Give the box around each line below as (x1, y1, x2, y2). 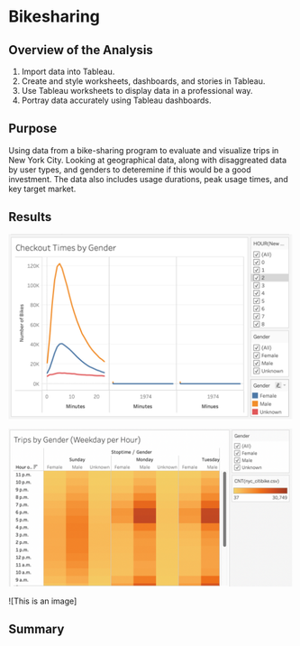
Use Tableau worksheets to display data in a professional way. (21, 86, 253, 96)
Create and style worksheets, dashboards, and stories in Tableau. (21, 76, 266, 87)
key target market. (8, 183, 77, 194)
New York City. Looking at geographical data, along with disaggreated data (8, 154, 287, 165)
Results (8, 209, 52, 225)
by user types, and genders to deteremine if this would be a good (8, 164, 251, 175)
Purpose (8, 121, 58, 136)
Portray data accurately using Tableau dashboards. (21, 95, 213, 106)
